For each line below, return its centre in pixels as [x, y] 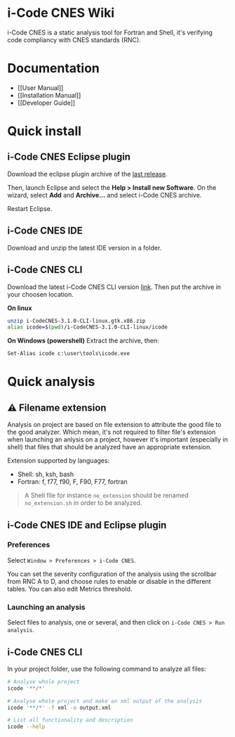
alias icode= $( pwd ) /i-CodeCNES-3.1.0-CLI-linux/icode [88, 327]
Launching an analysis [46, 607]
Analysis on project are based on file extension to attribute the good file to [114, 425]
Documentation [54, 69]
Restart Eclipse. [30, 208]
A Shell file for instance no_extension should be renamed [106, 495]
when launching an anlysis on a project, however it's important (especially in [117, 440]
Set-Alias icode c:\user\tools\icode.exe [69, 354]
